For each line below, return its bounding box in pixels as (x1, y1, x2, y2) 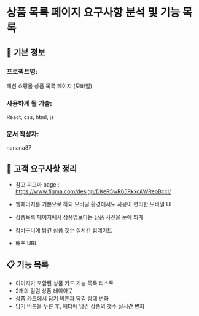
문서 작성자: (6, 130, 39, 139)
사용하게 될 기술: (6, 99, 52, 107)
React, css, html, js (6, 114, 54, 121)
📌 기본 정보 (6, 47, 46, 58)
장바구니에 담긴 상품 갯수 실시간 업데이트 (15, 226, 112, 234)
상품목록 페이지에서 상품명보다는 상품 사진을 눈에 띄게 (15, 214, 144, 221)
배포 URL (15, 240, 38, 247)
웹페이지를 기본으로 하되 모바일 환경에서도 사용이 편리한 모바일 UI (15, 201, 172, 208)
